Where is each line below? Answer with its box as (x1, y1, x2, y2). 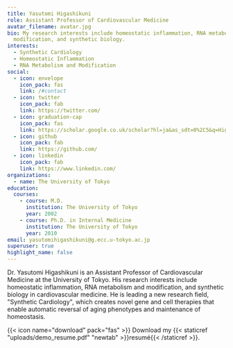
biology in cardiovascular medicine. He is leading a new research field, (7, 290, 209, 299)
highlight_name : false (7, 249, 73, 256)
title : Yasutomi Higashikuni (7, 10, 92, 17)
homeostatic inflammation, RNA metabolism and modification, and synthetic (7, 283, 224, 291)
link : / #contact (19, 88, 67, 94)
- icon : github (13, 133, 58, 140)
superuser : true (7, 242, 54, 250)
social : (7, 68, 30, 75)
